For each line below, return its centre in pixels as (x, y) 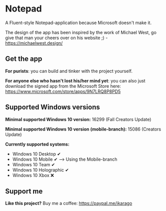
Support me (24, 191)
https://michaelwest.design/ (34, 43)
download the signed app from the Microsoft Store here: (63, 86)
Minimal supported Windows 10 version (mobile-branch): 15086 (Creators (83, 129)
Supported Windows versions (52, 107)
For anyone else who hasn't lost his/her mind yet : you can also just (75, 80)
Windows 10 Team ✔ (34, 164)
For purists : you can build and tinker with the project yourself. (69, 71)
